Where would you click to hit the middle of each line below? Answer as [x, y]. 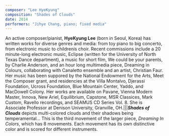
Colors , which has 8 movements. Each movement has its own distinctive [80, 124]
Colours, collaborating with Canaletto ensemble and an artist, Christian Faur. [84, 71]
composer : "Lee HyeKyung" [32, 10]
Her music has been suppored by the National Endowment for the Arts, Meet [84, 76]
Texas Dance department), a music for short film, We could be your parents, [84, 60]
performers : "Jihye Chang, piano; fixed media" [56, 24]
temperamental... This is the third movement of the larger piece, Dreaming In [84, 118]
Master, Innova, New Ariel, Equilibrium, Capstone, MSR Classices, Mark [79, 97]
